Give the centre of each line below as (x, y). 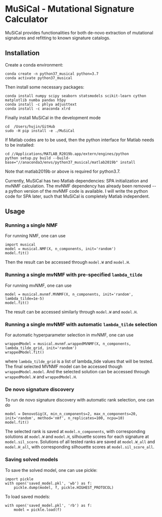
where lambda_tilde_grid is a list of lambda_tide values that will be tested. (79, 361)
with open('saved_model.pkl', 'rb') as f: (49, 505)
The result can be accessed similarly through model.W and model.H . (72, 312)
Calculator (26, 19)
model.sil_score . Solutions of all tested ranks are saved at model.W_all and (80, 442)
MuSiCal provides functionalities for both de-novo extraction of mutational (79, 33)
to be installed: (20, 145)
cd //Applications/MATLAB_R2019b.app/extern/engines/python (67, 154)
